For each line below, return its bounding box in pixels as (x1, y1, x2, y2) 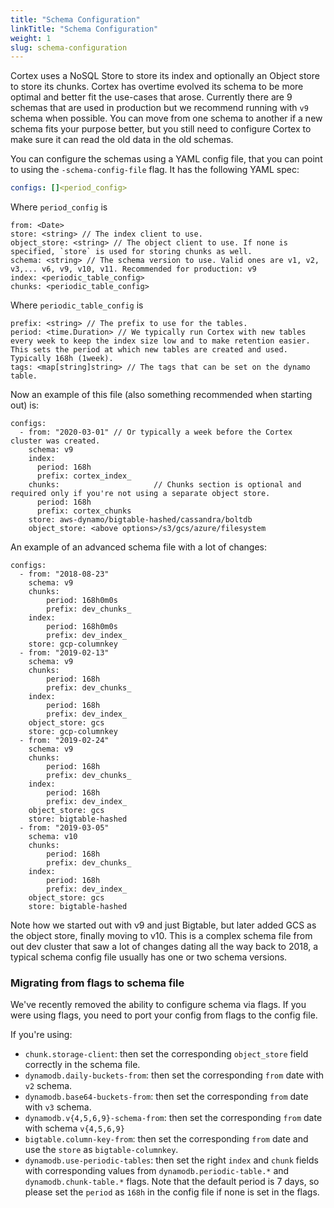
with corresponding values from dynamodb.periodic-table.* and (24, 1165, 290, 1177)
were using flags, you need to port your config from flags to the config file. (10, 1009, 318, 1021)
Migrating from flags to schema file (10, 976, 185, 990)
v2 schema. (24, 1080, 73, 1092)
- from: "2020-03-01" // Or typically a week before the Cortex (19, 427, 293, 438)
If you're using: (10, 1029, 73, 1041)
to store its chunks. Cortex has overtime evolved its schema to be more (10, 81, 304, 93)
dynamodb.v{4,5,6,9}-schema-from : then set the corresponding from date (24, 1112, 323, 1124)
